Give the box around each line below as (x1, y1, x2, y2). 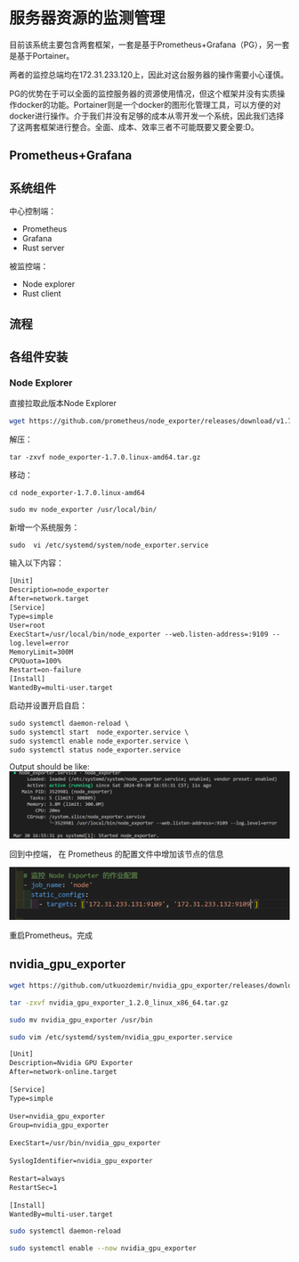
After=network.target (9, 594, 90, 604)
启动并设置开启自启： (9, 700, 87, 711)
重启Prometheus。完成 (9, 930, 93, 940)
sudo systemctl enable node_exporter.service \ (9, 737, 190, 746)
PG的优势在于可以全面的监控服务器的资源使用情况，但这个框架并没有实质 (9, 88, 278, 99)
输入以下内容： (9, 558, 64, 568)
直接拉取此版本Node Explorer (9, 398, 117, 409)
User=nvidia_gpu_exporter (9, 1112, 105, 1121)
